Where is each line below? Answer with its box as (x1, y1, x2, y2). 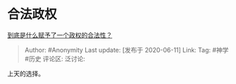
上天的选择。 (7, 69, 44, 78)
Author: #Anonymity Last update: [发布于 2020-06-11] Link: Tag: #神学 (24, 45, 229, 54)
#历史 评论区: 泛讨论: (24, 54, 86, 63)
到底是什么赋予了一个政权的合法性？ (7, 31, 113, 39)
